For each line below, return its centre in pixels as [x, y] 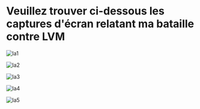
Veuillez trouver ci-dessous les [86, 11]
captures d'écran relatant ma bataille [100, 24]
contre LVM [36, 37]
